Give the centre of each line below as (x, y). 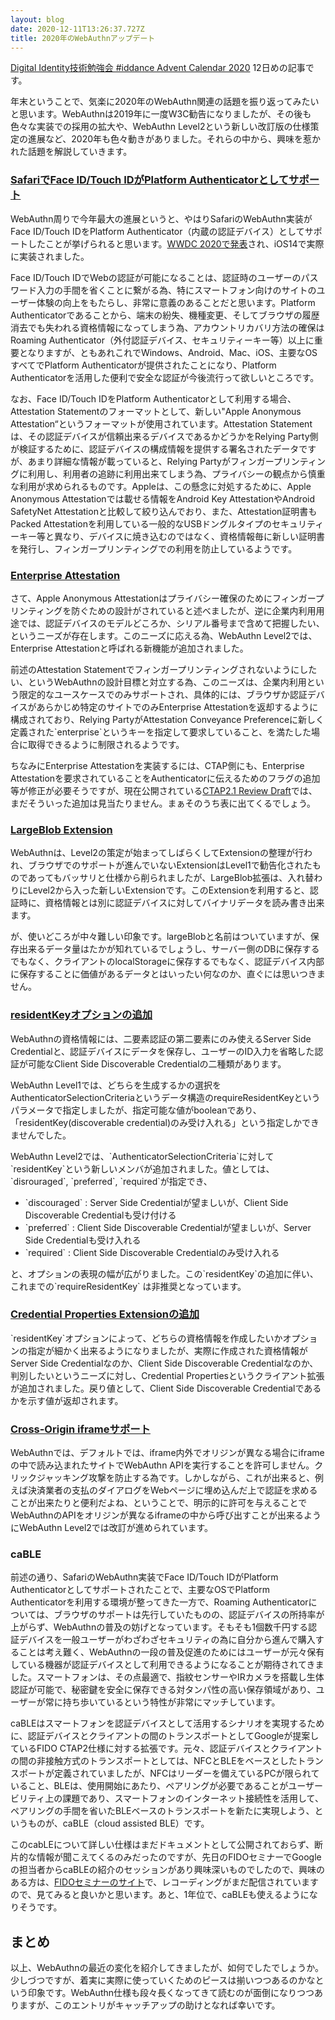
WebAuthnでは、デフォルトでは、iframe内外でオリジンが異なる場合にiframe (167, 1453)
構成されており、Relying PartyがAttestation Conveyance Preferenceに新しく (167, 719)
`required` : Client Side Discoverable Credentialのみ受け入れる (152, 1252)
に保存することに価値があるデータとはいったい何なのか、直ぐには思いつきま (168, 974)
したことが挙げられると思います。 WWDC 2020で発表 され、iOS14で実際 (176, 243)
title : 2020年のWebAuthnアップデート (83, 38)
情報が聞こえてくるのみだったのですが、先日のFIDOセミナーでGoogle (179, 1857)
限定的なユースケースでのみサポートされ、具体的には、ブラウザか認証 (163, 694)
